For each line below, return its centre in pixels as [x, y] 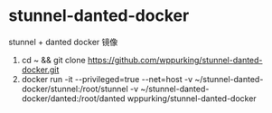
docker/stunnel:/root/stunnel [75, 89]
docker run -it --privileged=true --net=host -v [107, 79]
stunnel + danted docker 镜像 [63, 42]
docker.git [40, 70]
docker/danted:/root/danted [73, 98]
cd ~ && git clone [54, 60]
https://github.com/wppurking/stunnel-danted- [175, 60]
